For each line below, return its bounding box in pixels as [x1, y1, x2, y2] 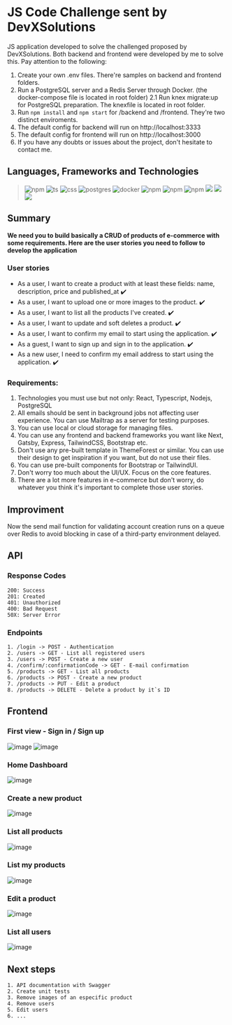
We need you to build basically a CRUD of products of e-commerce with [7, 231, 220, 239]
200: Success [7, 587, 45, 594]
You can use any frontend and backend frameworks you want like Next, [17, 431, 224, 440]
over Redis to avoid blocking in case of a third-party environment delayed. [7, 529, 221, 538]
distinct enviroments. [17, 115, 78, 123]
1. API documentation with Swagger [7, 982, 111, 989]
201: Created [7, 593, 45, 600]
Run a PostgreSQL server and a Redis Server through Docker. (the [17, 86, 208, 94]
